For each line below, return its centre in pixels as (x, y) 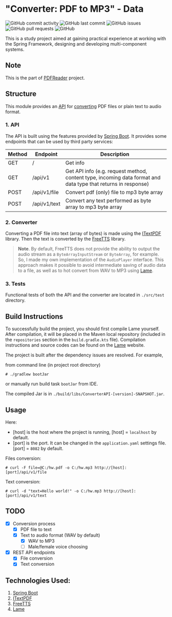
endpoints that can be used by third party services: (59, 141)
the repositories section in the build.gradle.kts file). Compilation (76, 340)
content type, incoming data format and (113, 177)
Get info (75, 163)
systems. (15, 49)
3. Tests (15, 284)
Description (115, 154)
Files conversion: (23, 458)
